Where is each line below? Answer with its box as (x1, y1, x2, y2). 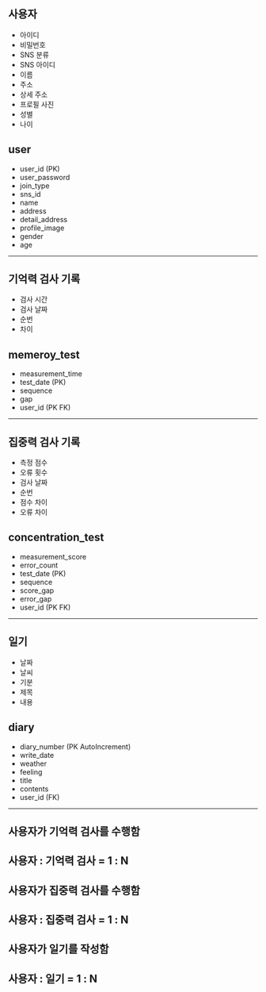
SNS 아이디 (19, 60, 55, 69)
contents (19, 784, 49, 794)
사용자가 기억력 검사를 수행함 (8, 825, 141, 838)
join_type (19, 181, 50, 190)
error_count (19, 560, 59, 570)
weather (19, 759, 47, 768)
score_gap (19, 586, 55, 595)
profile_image (19, 223, 65, 233)
